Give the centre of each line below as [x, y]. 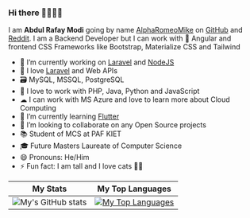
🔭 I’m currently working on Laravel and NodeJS [97, 62]
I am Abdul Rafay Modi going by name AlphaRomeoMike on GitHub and [126, 30]
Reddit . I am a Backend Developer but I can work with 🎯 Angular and [120, 38]
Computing [38, 108]
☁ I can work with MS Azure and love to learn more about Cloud [125, 99]
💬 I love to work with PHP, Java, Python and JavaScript [110, 91]
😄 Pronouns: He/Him [54, 158]
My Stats [50, 189]
